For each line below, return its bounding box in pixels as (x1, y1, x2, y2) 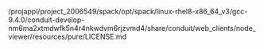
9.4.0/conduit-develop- (8, 15, 85, 24)
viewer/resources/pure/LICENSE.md (8, 32, 127, 41)
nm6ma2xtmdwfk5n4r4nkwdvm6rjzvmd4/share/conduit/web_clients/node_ (8, 24, 256, 32)
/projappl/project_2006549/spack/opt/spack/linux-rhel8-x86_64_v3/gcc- (8, 7, 248, 16)
